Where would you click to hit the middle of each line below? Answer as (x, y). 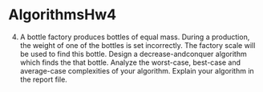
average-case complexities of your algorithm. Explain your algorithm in (137, 70)
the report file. (44, 79)
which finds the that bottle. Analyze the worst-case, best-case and (130, 62)
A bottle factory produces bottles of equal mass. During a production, (135, 37)
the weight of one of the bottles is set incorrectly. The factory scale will (138, 45)
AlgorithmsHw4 (63, 15)
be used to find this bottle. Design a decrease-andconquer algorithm (133, 54)
